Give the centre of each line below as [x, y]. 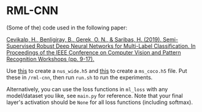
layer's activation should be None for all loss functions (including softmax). [100, 102]
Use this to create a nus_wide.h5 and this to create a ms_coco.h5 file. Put [97, 70]
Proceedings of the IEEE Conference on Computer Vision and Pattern [94, 52]
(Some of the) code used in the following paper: [67, 28]
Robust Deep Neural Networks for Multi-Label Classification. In [116, 46]
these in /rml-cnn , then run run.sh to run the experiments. [80, 77]
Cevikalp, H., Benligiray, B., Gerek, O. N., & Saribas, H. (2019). [84, 39]
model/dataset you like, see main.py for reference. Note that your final [95, 95]
